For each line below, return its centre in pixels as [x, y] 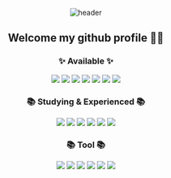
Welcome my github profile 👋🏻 [86, 38]
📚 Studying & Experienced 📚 [86, 102]
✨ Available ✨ [86, 61]
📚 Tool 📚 [86, 145]
